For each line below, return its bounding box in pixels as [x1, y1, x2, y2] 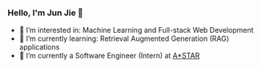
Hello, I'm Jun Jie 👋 [7, 7, 83, 18]
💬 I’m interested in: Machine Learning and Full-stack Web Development [18, 26, 254, 35]
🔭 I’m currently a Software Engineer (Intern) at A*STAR [18, 51, 200, 61]
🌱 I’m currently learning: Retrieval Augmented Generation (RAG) [18, 34, 230, 43]
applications [18, 42, 60, 52]
